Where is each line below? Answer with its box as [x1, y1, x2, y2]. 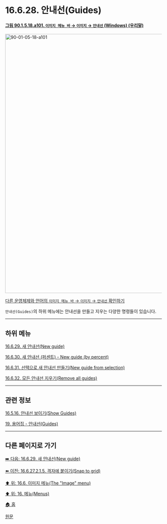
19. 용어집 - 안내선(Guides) [5, 421, 59, 427]
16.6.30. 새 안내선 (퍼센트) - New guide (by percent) [5, 354, 109, 360]
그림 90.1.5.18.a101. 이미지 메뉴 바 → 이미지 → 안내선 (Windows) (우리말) [5, 22, 144, 28]
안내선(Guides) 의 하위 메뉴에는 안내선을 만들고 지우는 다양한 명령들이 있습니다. [5, 308, 157, 315]
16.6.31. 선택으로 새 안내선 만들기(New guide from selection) [5, 365, 125, 371]
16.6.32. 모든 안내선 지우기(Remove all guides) [5, 375, 97, 381]
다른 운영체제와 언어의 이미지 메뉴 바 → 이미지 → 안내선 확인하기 [5, 298, 125, 304]
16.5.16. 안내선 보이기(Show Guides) [5, 410, 77, 416]
